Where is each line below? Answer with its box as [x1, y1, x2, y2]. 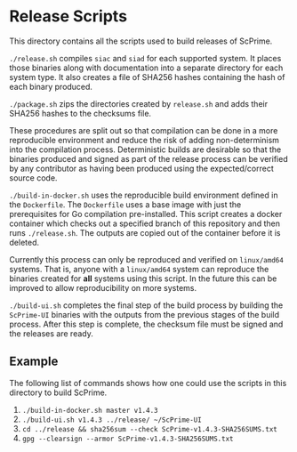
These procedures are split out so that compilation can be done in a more [9, 125, 278, 135]
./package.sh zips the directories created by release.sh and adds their [9, 98, 269, 109]
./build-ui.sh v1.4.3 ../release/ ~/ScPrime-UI [21, 416, 202, 424]
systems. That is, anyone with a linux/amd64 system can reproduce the [9, 263, 269, 274]
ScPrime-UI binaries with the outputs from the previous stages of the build [9, 309, 280, 319]
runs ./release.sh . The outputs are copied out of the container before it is [9, 227, 281, 238]
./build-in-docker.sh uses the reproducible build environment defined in [9, 190, 278, 200]
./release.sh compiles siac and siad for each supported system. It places [9, 52, 282, 63]
